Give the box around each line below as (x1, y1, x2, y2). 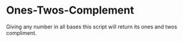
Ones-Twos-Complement (6, 4, 134, 17)
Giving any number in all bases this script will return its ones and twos (6, 23, 177, 30)
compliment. (6, 29, 37, 36)
